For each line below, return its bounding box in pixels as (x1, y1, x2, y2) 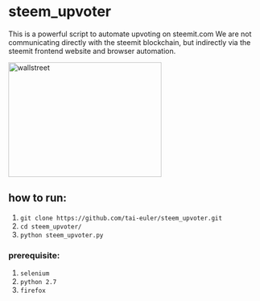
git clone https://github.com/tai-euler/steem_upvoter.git (19, 214, 223, 222)
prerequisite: (8, 249, 60, 261)
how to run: (8, 192, 67, 205)
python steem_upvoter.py (19, 231, 104, 239)
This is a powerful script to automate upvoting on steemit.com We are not (8, 29, 252, 39)
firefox (19, 287, 46, 295)
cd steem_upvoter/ (19, 222, 82, 231)
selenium (19, 270, 50, 278)
